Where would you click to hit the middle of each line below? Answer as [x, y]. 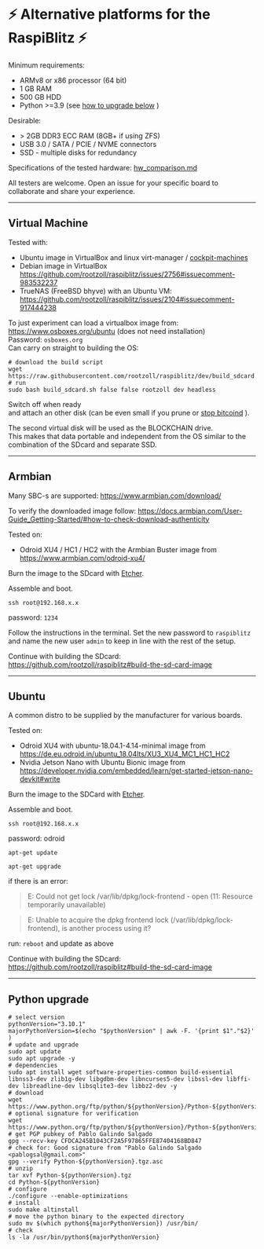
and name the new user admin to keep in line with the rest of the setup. [122, 641]
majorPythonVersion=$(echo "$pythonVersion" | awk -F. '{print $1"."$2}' [132, 1031]
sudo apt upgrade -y [42, 1059]
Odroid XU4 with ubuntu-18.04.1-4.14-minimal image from [112, 745]
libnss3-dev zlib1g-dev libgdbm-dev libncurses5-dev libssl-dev [115, 1079]
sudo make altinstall [44, 1210]
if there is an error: [38, 881]
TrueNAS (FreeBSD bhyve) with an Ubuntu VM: [95, 291]
